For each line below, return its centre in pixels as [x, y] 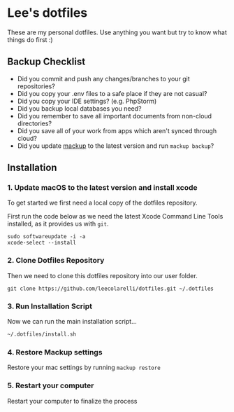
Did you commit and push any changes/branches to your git [103, 78]
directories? [35, 123]
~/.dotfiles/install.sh [42, 334]
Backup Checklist [46, 62]
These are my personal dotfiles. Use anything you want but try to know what [117, 32]
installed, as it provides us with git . [58, 224]
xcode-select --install [42, 243]
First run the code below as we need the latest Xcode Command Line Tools [115, 217]
